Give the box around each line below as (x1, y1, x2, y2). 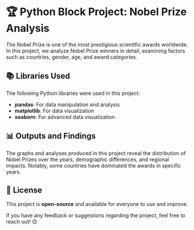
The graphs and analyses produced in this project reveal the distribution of (6, 149, 186, 156)
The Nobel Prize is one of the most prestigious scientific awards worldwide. (6, 41, 188, 48)
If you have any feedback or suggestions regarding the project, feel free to (6, 212, 186, 219)
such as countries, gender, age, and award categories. (6, 53, 137, 60)
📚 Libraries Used (6, 71, 70, 81)
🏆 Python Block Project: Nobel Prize (6, 5, 187, 19)
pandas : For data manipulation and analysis (14, 101, 120, 108)
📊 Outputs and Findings (6, 131, 96, 141)
